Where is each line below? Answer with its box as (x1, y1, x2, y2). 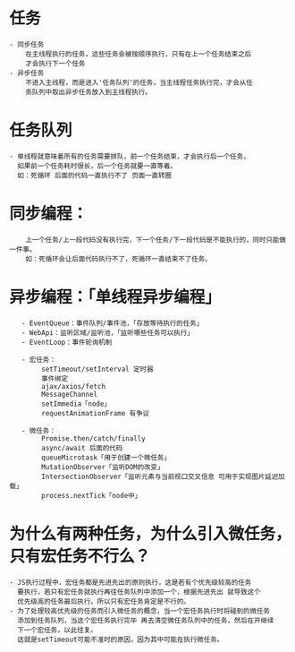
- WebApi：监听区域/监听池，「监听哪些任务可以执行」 (21, 328, 194, 337)
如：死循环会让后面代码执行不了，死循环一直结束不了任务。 (25, 254, 212, 263)
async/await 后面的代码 (41, 443, 123, 452)
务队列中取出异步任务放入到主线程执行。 (25, 87, 152, 97)
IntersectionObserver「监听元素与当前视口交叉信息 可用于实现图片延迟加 (41, 472, 285, 481)
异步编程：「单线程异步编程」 (9, 287, 222, 307)
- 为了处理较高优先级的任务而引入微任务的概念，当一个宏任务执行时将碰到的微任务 (9, 606, 271, 615)
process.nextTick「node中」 (41, 491, 142, 500)
